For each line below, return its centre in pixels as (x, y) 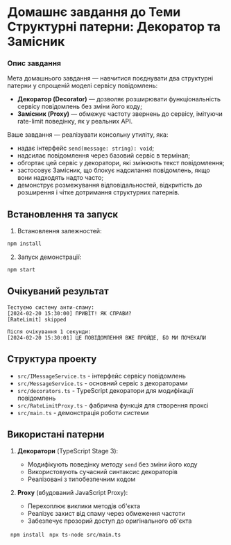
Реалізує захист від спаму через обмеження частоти (106, 514)
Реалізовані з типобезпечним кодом (82, 479)
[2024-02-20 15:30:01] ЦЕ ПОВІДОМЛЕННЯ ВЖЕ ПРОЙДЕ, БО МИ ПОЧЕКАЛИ (107, 337)
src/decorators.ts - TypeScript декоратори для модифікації (105, 390)
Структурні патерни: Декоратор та (114, 27)
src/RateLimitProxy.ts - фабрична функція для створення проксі (113, 405)
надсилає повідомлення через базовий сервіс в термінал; (104, 156)
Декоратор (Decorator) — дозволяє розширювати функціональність (119, 99)
